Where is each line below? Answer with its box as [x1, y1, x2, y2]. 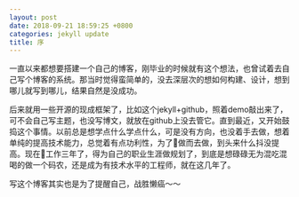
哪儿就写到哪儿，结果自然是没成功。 [9, 85, 142, 96]
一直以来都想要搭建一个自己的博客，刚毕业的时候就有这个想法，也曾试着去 [9, 63, 282, 74]
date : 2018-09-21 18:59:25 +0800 [9, 21, 133, 30]
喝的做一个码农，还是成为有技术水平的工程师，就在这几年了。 [9, 160, 236, 170]
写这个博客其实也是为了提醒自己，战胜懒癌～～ [9, 178, 181, 189]
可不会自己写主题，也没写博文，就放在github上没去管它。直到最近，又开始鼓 [9, 115, 290, 126]
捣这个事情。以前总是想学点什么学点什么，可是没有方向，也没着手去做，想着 [9, 126, 290, 138]
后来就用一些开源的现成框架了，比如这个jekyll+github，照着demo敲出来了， [9, 104, 288, 115]
